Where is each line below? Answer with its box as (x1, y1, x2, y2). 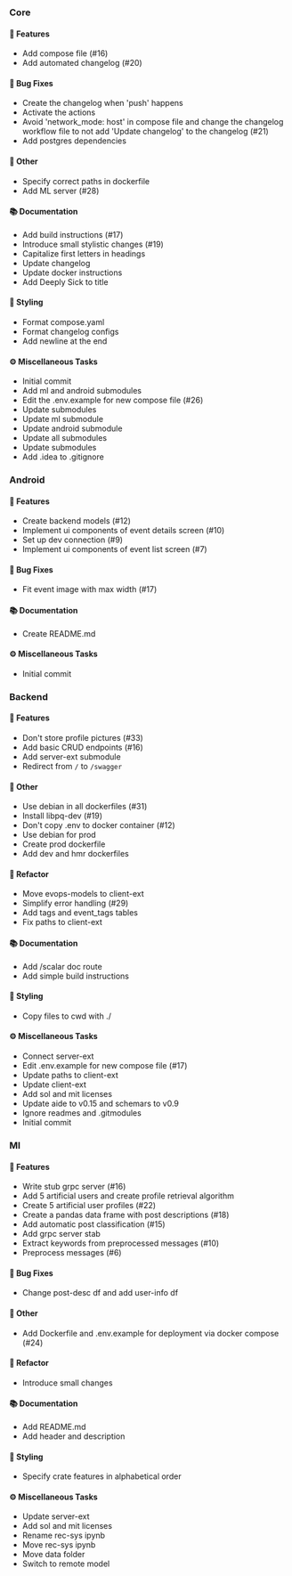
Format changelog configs (21, 326, 119, 337)
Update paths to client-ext (21, 1070, 118, 1081)
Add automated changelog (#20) (21, 58, 142, 69)
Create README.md (21, 628, 96, 638)
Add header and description (21, 1431, 126, 1442)
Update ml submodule (21, 414, 104, 425)
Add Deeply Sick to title (21, 276, 109, 287)
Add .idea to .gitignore (21, 451, 104, 462)
